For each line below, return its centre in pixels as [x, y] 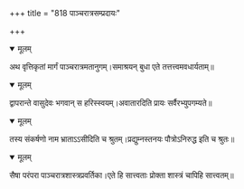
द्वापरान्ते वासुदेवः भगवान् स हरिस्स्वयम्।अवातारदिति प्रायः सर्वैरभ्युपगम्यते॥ [111, 103]
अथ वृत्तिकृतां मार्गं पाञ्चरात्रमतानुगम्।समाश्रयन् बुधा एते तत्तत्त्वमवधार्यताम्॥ [112, 66]
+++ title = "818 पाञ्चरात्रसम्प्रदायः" [65, 13]
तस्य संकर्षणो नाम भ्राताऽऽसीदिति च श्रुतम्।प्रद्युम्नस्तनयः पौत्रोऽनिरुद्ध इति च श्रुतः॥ [122, 139]
